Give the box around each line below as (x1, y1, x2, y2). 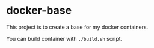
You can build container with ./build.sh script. (6, 35, 123, 42)
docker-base (6, 4, 72, 17)
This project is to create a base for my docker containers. (6, 23, 149, 31)
